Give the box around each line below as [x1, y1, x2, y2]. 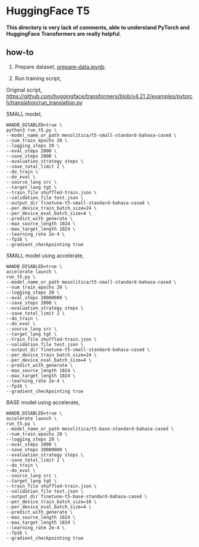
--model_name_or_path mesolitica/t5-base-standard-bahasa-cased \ [6, 426, 174, 432]
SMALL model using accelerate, [6, 252, 84, 259]
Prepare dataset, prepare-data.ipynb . [14, 63, 106, 70]
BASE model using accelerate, [6, 398, 80, 405]
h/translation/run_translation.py [6, 99, 83, 106]
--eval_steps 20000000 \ [6, 294, 68, 301]
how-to [6, 48, 34, 58]
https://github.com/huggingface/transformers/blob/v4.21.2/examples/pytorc [6, 92, 193, 99]
